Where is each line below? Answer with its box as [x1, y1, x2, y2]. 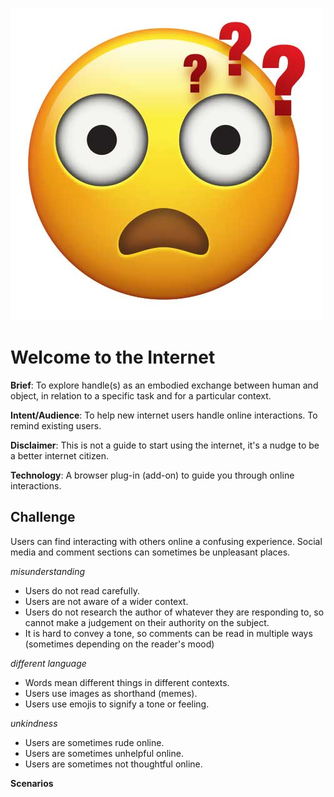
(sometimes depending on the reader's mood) [24, 638, 215, 650]
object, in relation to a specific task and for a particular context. [10, 389, 272, 402]
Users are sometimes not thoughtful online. [24, 758, 203, 770]
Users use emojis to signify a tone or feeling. [24, 698, 210, 710]
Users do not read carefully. [24, 584, 140, 597]
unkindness [10, 717, 58, 729]
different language [10, 657, 87, 669]
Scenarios [10, 777, 54, 789]
